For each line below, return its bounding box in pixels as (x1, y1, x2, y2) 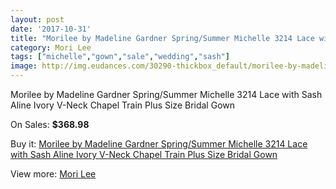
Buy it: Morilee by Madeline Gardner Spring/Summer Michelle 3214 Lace (10, 138, 308, 150)
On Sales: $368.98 (10, 119, 90, 130)
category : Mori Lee (10, 42, 92, 53)
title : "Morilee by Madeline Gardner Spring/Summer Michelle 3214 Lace (10, 33, 315, 43)
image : (10, 61, 38, 71)
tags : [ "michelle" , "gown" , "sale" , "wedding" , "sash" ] (10, 52, 230, 62)
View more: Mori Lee (10, 168, 97, 180)
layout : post (10, 14, 65, 25)
